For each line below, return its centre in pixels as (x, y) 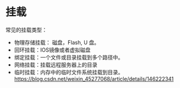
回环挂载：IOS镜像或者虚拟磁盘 (52, 50)
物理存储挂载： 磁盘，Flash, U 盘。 (57, 42)
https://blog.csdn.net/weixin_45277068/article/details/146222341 (94, 78)
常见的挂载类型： (26, 30)
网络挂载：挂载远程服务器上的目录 (56, 65)
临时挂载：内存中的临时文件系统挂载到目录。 (69, 72)
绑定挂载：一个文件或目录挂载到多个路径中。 (69, 57)
